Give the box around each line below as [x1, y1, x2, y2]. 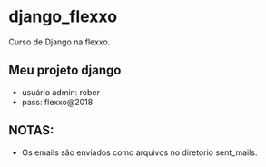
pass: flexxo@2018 [21, 96, 94, 107]
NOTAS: [8, 123, 54, 138]
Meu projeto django [8, 63, 122, 78]
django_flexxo [8, 6, 118, 27]
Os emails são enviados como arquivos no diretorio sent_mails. [21, 147, 258, 158]
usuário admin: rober [21, 86, 101, 97]
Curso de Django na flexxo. [8, 36, 111, 47]
